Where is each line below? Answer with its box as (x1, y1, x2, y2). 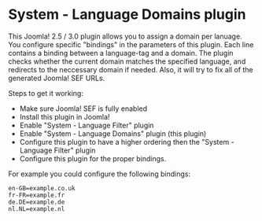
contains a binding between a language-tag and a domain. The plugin (8, 48, 234, 57)
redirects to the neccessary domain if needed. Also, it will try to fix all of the (8, 64, 253, 74)
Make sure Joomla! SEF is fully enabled (19, 104, 148, 113)
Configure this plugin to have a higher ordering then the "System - (19, 137, 234, 146)
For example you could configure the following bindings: (8, 169, 191, 179)
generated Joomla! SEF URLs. (8, 73, 105, 83)
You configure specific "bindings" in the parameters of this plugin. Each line (8, 39, 254, 49)
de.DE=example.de (8, 198, 65, 206)
